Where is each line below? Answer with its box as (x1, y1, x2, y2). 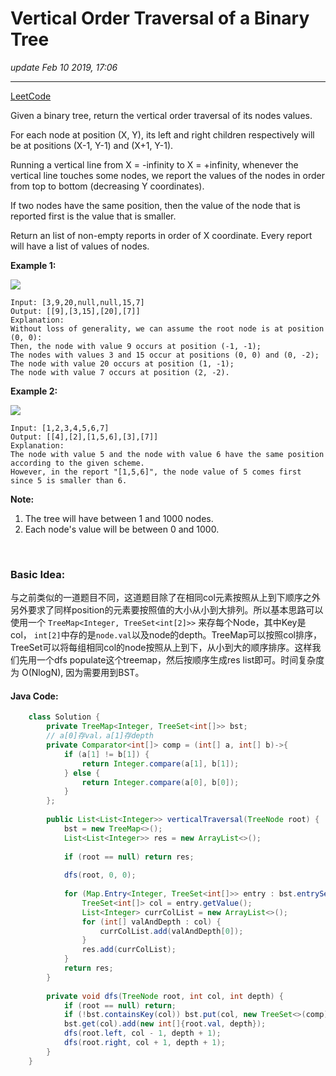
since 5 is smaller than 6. (10, 475, 128, 486)
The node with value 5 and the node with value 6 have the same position (10, 449, 325, 459)
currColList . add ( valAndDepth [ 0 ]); (99, 926, 244, 936)
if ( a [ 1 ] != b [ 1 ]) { (63, 749, 150, 759)
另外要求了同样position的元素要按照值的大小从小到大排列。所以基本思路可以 (10, 604, 324, 616)
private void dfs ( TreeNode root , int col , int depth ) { (46, 991, 284, 1001)
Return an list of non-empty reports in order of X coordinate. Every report (10, 229, 313, 241)
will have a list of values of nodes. (10, 240, 150, 252)
